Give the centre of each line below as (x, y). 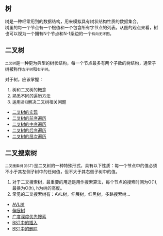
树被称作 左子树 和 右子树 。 (29, 69)
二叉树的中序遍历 (29, 124)
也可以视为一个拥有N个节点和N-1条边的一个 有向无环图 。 (59, 34)
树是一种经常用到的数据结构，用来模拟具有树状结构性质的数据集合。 (73, 21)
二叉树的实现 (25, 112)
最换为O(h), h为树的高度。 (38, 188)
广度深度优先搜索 (29, 217)
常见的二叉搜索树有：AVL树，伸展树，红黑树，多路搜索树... (71, 194)
